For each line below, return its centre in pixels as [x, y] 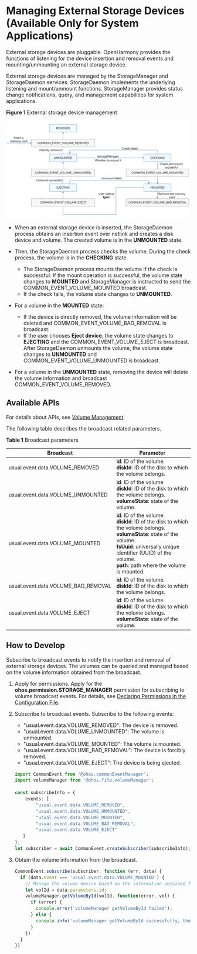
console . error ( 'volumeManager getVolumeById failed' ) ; [104, 909]
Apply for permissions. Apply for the [58, 683]
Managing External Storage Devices [95, 11]
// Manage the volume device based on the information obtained [106, 883]
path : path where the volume [151, 565]
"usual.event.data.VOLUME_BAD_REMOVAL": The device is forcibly [104, 750]
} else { [41, 915]
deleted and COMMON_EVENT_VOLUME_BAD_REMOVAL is [95, 323]
